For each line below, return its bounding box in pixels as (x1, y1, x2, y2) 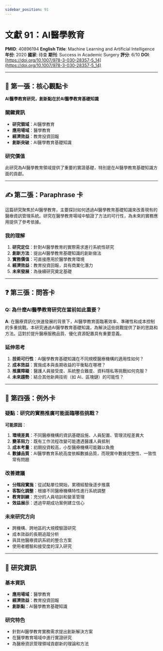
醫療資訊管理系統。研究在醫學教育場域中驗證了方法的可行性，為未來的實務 (5, 213, 154, 218)
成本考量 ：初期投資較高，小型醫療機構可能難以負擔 (12, 444, 114, 450)
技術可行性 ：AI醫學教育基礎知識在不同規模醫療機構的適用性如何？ (12, 356, 144, 362)
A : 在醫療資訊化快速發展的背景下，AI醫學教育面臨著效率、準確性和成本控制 (5, 318, 155, 324)
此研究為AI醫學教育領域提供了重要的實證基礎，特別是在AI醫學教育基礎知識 (5, 165, 154, 170)
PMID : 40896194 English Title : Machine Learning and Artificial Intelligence (5, 46, 155, 51)
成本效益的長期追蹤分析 (12, 531, 59, 537)
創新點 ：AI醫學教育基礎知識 (12, 603, 68, 609)
